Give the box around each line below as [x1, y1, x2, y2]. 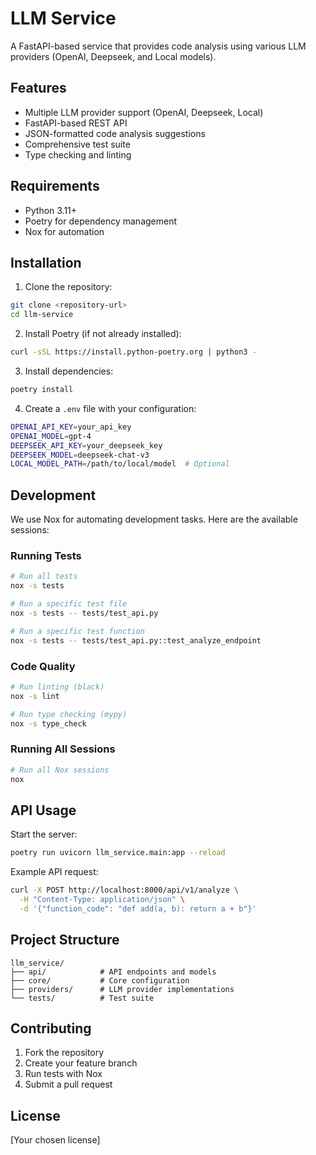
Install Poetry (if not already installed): [24, 328, 182, 340]
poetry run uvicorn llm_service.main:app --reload [10, 848, 226, 858]
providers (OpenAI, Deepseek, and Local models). [10, 50, 217, 62]
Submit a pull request [24, 1078, 113, 1091]
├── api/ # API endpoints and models [10, 967, 217, 977]
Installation [10, 254, 82, 271]
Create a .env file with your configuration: [24, 402, 197, 414]
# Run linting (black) [10, 682, 105, 692]
